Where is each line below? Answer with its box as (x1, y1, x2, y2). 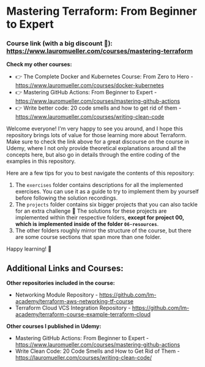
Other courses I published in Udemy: (6, 323, 102, 330)
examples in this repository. (6, 157, 76, 165)
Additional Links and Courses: (6, 263, 124, 273)
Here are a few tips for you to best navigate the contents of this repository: (6, 170, 195, 177)
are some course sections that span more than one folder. (15, 233, 162, 241)
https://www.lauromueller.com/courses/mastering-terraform (6, 47, 193, 56)
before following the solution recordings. (15, 194, 118, 202)
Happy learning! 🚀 (6, 245, 52, 252)
